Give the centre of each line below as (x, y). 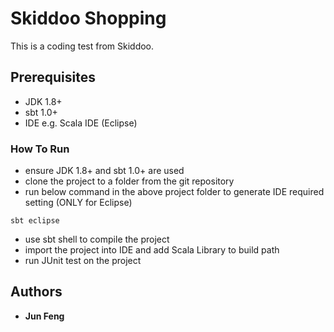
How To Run (40, 149)
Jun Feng (44, 316)
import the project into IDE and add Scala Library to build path (152, 250)
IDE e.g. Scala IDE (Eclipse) (81, 123)
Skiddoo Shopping (88, 18)
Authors (36, 292)
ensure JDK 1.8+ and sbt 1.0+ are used (104, 171)
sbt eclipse (35, 221)
